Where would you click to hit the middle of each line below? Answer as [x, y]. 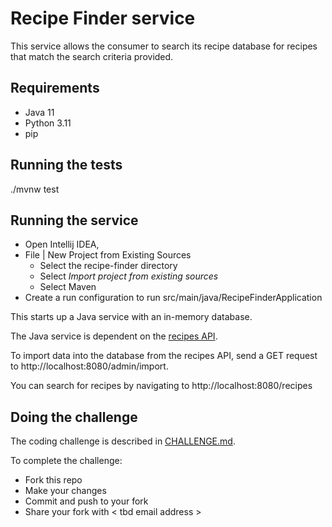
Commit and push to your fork [86, 501]
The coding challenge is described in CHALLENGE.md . [123, 441]
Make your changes [65, 491]
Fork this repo [53, 480]
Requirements [55, 88]
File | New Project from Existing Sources [108, 255]
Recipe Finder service [103, 18]
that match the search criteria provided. [92, 56]
